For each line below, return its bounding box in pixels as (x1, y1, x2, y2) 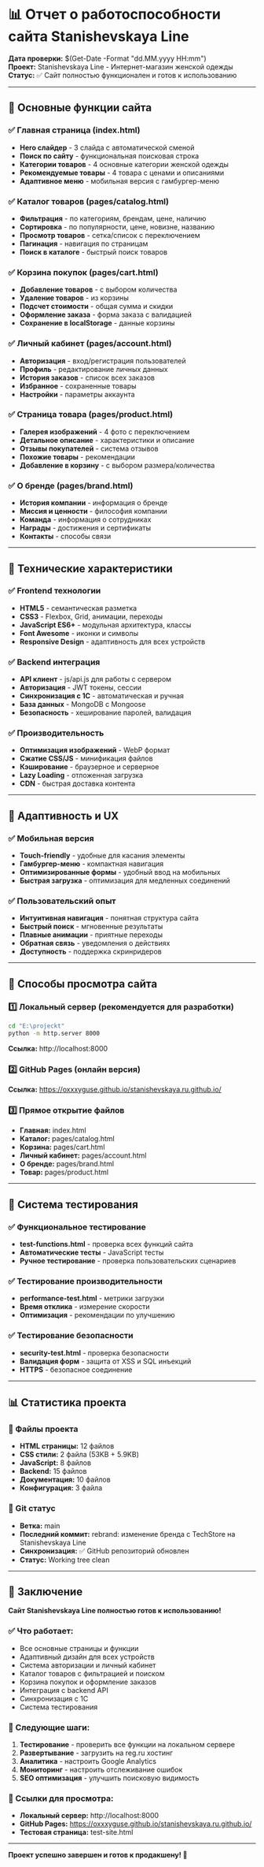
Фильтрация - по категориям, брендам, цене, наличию (19, 214, 207, 223)
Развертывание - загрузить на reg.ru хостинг (19, 1748, 174, 1757)
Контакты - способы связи (19, 532, 112, 541)
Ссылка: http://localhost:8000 (8, 1043, 108, 1053)
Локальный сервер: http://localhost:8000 (19, 1811, 159, 1821)
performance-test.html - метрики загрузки (19, 1293, 165, 1304)
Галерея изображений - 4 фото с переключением (19, 426, 190, 437)
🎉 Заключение (8, 1585, 83, 1599)
